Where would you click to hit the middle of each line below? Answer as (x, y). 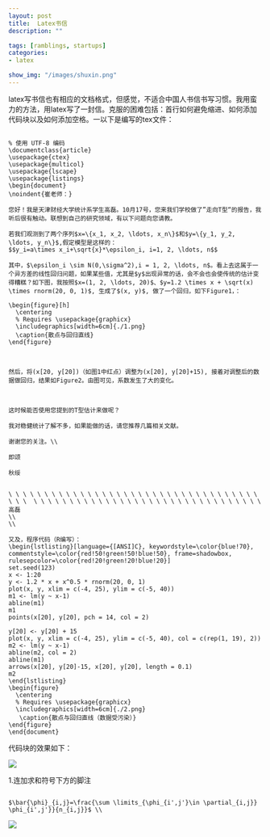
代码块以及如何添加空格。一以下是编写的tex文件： (91, 119)
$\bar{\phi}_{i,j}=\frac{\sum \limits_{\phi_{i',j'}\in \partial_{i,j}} (133, 802)
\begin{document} (37, 185)
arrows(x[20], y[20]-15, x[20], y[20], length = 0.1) (101, 667)
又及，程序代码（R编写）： (45, 539)
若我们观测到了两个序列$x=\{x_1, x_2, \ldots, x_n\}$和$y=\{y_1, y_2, (122, 234)
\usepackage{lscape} (43, 171)
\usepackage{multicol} (46, 164)
